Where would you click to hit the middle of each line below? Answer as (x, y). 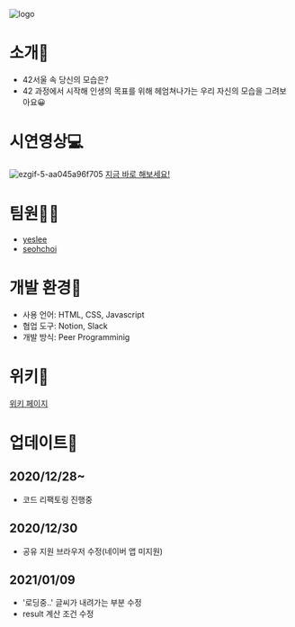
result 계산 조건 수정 (58, 614)
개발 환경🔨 (46, 288)
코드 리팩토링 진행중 (57, 499)
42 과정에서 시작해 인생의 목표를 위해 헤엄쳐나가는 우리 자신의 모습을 (143, 91)
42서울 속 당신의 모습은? (66, 79)
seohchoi (40, 248)
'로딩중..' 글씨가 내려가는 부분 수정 (82, 603)
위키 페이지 (29, 403)
